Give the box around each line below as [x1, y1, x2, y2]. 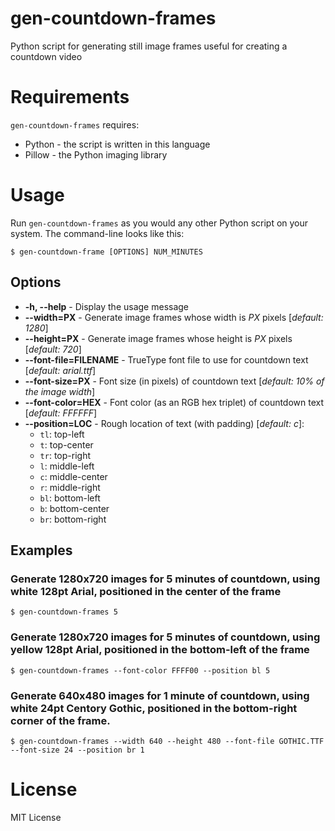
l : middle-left [39, 460, 95, 472]
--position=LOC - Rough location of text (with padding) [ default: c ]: [24, 417, 305, 429]
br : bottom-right [39, 513, 107, 525]
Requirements [10, 86, 130, 109]
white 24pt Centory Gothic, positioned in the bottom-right [10, 701, 298, 715]
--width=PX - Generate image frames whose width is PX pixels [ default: [24, 311, 324, 323]
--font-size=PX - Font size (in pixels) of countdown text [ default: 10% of [24, 375, 325, 387]
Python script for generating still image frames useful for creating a [10, 40, 288, 52]
